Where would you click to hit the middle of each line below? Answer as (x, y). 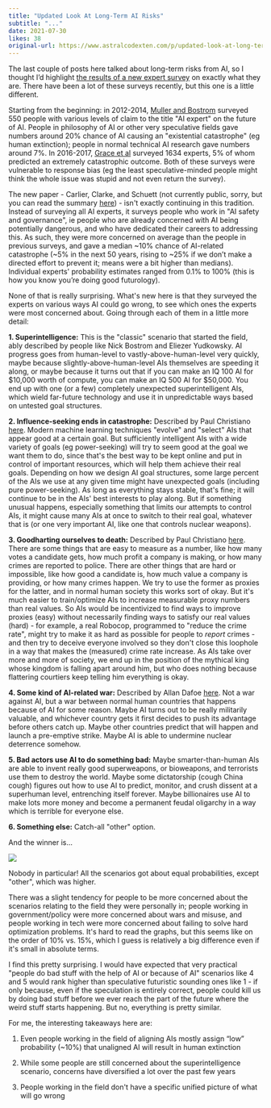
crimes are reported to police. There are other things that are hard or (122, 566)
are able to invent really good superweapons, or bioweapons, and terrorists (133, 768)
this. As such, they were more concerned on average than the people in (127, 237)
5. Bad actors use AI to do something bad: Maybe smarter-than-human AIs (134, 760)
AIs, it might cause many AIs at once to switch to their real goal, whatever (130, 516)
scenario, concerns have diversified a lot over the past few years (128, 1072)
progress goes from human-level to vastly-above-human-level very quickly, (134, 354)
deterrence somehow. (45, 744)
